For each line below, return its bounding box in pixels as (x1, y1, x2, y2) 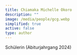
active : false (5, 26, 35, 31)
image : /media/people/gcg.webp (5, 16, 70, 21)
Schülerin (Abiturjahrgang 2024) (5, 44, 72, 50)
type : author (5, 30, 32, 35)
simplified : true (5, 21, 41, 26)
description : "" (5, 12, 39, 17)
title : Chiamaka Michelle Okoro (5, 7, 72, 12)
